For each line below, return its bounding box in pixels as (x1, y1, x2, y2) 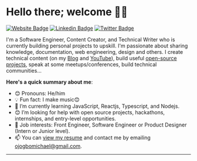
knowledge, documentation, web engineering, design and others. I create (6, 48, 184, 55)
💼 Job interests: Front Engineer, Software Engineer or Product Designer (14, 121, 187, 128)
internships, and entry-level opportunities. (14, 115, 116, 122)
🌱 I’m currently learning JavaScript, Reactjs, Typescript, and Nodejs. (14, 102, 180, 109)
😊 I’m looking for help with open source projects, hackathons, (14, 108, 165, 116)
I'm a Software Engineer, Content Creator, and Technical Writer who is (6, 36, 175, 43)
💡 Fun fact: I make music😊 (14, 96, 80, 103)
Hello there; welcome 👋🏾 (6, 5, 128, 19)
